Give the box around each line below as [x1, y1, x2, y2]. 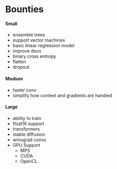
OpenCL [20, 158, 38, 164]
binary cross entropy [12, 53, 56, 59]
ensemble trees [12, 32, 46, 38]
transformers [12, 125, 40, 132]
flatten [12, 59, 26, 65]
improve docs [12, 48, 42, 54]
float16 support [12, 120, 45, 126]
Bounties [5, 4, 44, 15]
